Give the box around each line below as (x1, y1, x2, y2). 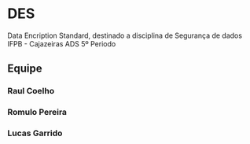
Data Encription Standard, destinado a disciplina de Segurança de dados (7, 31, 243, 40)
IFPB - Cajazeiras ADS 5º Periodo (7, 39, 116, 48)
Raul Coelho (7, 86, 55, 97)
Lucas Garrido (7, 127, 63, 138)
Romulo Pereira (7, 107, 68, 118)
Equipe (7, 62, 42, 76)
